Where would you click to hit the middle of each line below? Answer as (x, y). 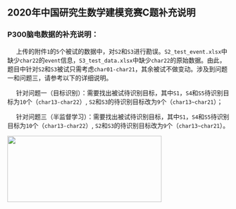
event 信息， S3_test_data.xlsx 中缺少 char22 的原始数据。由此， (135, 60)
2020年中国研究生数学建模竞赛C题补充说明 (101, 13)
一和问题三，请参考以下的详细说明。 (60, 78)
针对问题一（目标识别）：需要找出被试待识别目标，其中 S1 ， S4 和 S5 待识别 (119, 92)
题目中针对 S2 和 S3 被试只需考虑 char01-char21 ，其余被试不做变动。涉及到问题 (117, 68)
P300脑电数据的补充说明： (53, 35)
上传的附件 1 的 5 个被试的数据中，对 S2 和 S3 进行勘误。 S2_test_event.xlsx (119, 51)
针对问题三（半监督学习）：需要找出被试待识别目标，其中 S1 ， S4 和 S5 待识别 (123, 117)
